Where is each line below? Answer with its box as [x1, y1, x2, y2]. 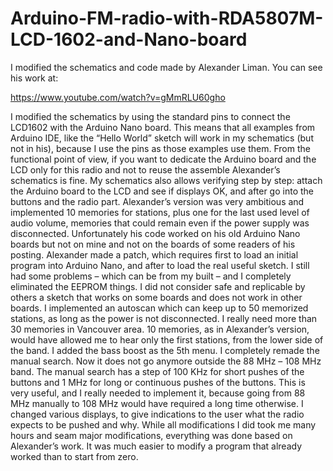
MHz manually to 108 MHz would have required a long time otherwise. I [10, 397, 304, 409]
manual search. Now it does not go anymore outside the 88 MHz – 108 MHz [10, 355, 322, 367]
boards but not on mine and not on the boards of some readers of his [10, 238, 296, 250]
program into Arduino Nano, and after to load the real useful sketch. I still [10, 259, 310, 271]
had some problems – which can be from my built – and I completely [10, 270, 292, 282]
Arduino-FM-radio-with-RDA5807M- [10, 7, 324, 30]
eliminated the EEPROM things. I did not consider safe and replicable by [10, 280, 306, 292]
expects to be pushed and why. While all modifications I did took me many [10, 418, 317, 431]
